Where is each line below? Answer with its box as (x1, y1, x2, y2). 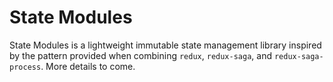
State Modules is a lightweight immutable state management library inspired (9, 39, 322, 51)
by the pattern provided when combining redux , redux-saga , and (9, 49, 272, 61)
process (9, 62, 42, 72)
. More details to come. (40, 60, 136, 72)
